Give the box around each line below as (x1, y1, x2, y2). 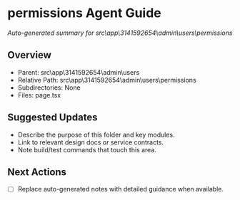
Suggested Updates (7, 112, 98, 124)
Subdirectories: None (17, 83, 81, 92)
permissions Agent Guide (7, 5, 162, 21)
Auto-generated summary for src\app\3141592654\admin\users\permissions (7, 28, 233, 37)
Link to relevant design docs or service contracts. (17, 137, 164, 147)
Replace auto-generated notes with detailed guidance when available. (17, 185, 224, 194)
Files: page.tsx (17, 90, 61, 99)
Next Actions (7, 166, 66, 178)
